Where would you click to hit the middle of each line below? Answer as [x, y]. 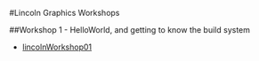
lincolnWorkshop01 [57, 47]
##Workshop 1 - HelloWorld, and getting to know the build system [130, 30]
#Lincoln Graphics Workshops [65, 13]
